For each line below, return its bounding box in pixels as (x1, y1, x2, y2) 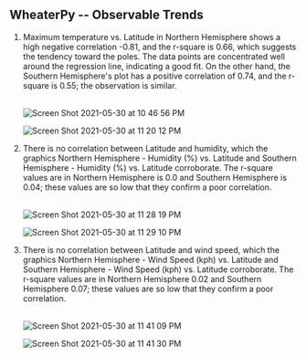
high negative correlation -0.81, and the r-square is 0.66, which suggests (22, 41, 297, 52)
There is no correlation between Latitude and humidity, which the (22, 142, 269, 153)
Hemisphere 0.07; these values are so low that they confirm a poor (22, 283, 274, 294)
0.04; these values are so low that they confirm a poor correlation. (22, 182, 272, 193)
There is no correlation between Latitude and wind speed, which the (22, 244, 280, 255)
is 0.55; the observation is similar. (51, 79, 177, 90)
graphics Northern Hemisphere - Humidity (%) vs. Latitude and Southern (22, 152, 297, 163)
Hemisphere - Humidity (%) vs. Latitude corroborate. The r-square (22, 162, 274, 173)
